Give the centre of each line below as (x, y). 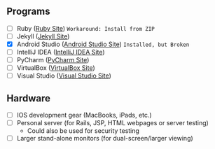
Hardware (28, 98)
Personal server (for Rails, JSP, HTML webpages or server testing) (113, 123)
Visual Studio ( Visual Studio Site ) (64, 76)
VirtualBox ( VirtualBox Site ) (56, 68)
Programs (28, 12)
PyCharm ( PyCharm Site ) (53, 60)
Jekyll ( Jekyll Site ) (43, 36)
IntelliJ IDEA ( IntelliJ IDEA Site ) (61, 52)
